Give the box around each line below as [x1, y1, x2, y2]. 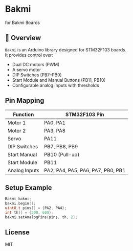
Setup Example [5, 183, 52, 192]
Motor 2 [7, 127, 26, 134]
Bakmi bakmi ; [5, 197, 32, 202]
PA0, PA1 [44, 119, 66, 126]
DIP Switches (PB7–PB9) [12, 72, 62, 78]
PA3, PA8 [44, 127, 66, 134]
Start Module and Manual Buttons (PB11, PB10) [12, 77, 106, 83]
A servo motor [12, 67, 42, 72]
